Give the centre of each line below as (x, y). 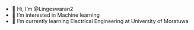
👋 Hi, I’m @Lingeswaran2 (42, 9)
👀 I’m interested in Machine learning (55, 15)
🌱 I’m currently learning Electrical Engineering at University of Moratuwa (100, 21)
